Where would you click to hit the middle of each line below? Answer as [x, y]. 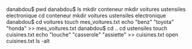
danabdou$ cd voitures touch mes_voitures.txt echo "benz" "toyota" [90, 22]
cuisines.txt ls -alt [28, 41]
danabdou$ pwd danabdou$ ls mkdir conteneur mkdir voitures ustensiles [96, 9]
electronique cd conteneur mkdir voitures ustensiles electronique [86, 16]
